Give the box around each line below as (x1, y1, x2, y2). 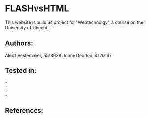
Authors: (5, 39, 33, 48)
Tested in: (5, 66, 37, 75)
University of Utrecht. (5, 24, 49, 30)
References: (5, 106, 43, 115)
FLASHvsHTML (5, 3, 69, 14)
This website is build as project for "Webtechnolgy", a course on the (5, 19, 144, 25)
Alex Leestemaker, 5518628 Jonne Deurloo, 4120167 (5, 52, 112, 58)
